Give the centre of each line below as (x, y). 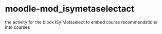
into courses (18, 27)
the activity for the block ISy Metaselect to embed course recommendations (81, 22)
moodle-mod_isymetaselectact (70, 9)
